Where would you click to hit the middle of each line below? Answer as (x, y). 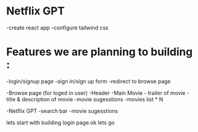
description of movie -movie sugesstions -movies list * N (92, 99)
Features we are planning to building (100, 52)
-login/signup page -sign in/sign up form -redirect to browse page (88, 81)
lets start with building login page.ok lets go (60, 122)
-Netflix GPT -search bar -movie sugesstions (62, 111)
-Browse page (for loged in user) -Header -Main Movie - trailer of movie (96, 93)
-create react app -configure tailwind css (57, 28)
